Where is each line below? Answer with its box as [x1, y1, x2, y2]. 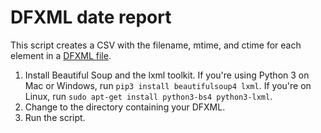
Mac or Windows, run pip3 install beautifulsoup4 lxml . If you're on [24, 79, 312, 91]
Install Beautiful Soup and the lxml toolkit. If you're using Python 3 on [24, 69, 310, 81]
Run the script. [24, 111, 86, 123]
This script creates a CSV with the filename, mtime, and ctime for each [10, 39, 302, 51]
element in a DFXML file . [10, 49, 112, 61]
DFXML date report [10, 6, 172, 29]
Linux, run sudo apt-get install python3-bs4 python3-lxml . [24, 90, 273, 102]
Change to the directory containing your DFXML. [24, 101, 226, 113]
